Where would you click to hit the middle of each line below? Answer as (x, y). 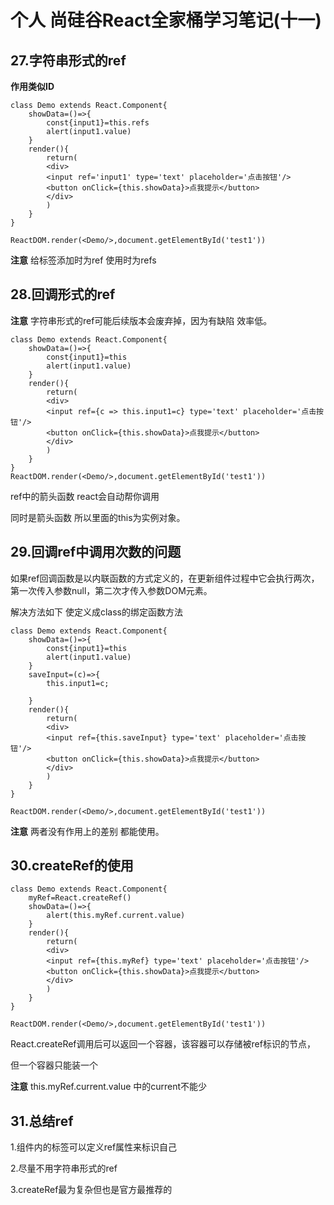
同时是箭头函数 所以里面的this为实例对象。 (98, 517)
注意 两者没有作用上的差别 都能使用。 (87, 831)
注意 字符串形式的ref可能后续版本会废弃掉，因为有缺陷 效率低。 (141, 320)
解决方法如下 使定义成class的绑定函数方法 (96, 612)
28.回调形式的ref (63, 294)
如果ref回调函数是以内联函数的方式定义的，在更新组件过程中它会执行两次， (165, 578)
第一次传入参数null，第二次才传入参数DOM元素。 (111, 590)
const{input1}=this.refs (98, 123)
